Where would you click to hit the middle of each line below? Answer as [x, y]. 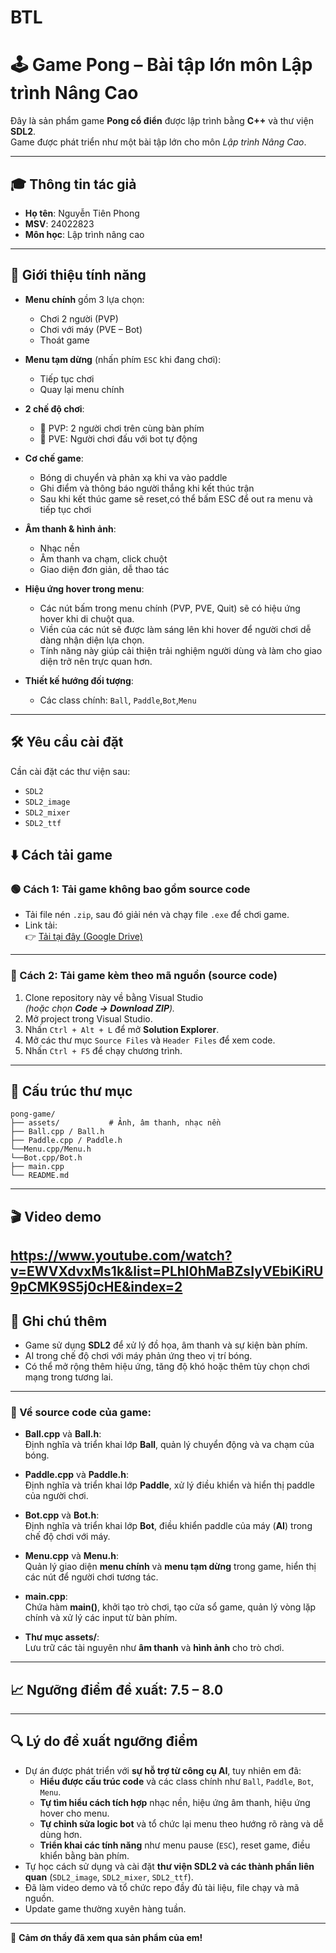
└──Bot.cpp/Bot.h [46, 1158]
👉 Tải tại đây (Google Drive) [83, 937]
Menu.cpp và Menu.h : [71, 1556]
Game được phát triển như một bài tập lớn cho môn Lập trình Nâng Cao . [158, 142]
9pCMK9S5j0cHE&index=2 [96, 1287]
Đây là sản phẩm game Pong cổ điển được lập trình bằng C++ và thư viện [162, 121]
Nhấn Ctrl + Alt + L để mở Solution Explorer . [122, 1029]
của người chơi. [56, 1496]
